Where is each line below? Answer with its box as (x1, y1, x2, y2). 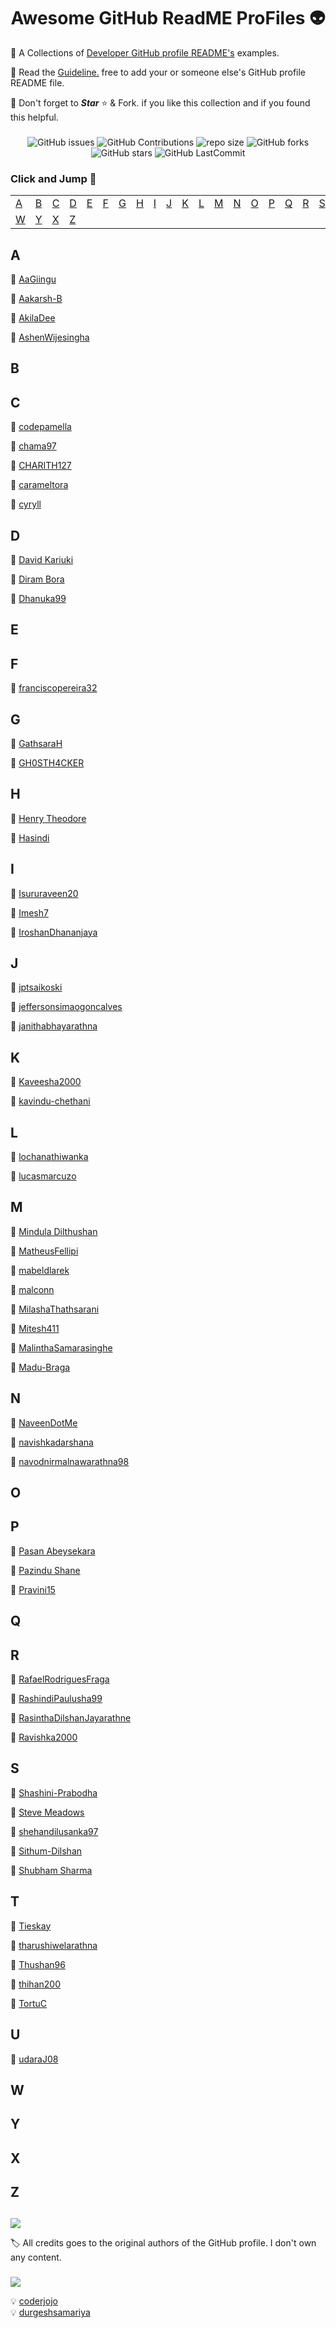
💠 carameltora (10, 479, 69, 491)
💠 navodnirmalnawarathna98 (10, 1455, 130, 1467)
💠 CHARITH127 (10, 460, 72, 472)
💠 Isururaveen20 (10, 887, 79, 899)
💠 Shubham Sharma (10, 1864, 93, 1876)
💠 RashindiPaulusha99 (10, 1693, 103, 1705)
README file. (10, 76, 65, 89)
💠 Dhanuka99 (10, 592, 67, 604)
